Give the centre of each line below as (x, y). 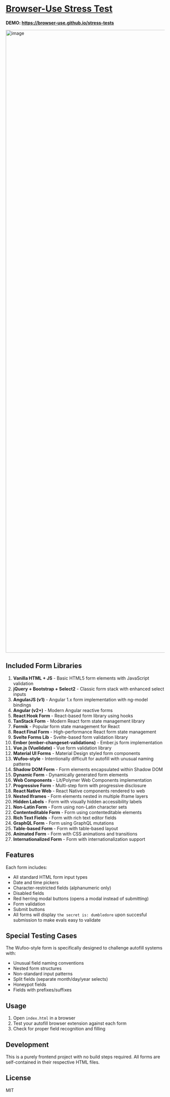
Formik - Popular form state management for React (66, 726)
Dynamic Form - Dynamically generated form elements (70, 775)
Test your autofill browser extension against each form (70, 1023)
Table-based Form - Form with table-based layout (65, 828)
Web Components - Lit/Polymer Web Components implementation (82, 780)
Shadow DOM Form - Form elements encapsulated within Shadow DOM (88, 769)
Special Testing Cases (41, 936)
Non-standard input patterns (43, 974)
